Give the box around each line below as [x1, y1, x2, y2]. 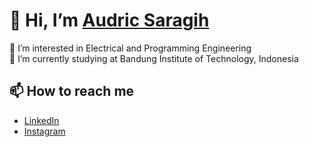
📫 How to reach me [9, 83, 135, 100]
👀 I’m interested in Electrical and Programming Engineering [9, 42, 252, 54]
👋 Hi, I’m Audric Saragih [9, 9, 210, 32]
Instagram [23, 125, 66, 137]
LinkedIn [23, 114, 60, 126]
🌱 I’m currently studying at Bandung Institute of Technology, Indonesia [9, 52, 299, 64]
